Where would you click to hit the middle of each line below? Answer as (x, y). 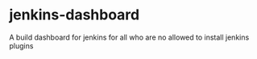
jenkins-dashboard (75, 15)
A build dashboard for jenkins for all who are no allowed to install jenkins (129, 37)
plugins (21, 45)
